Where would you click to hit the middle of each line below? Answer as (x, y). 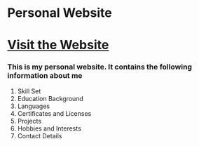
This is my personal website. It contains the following (100, 67)
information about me (45, 76)
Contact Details (40, 135)
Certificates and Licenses (54, 113)
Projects (29, 121)
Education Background (50, 98)
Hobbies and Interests (49, 128)
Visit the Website (58, 45)
